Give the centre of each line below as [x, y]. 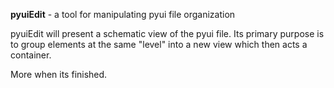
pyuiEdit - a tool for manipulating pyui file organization [123, 14]
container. [31, 55]
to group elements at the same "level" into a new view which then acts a [159, 44]
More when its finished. [59, 74]
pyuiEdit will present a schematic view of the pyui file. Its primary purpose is [167, 33]
